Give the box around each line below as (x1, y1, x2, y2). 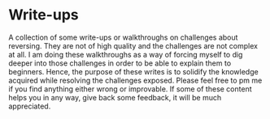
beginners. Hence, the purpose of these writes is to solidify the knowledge (8, 66, 259, 76)
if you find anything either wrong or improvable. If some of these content (8, 83, 252, 94)
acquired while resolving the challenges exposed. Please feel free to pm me (8, 75, 263, 85)
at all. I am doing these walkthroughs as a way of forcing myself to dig (8, 49, 243, 59)
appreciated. (8, 101, 51, 111)
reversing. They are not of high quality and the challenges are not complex (8, 40, 259, 50)
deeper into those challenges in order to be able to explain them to (8, 58, 232, 68)
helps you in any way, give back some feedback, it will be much (8, 92, 222, 102)
